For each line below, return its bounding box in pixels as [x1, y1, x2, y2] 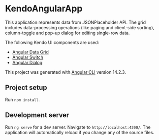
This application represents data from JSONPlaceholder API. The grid [5, 19, 146, 25]
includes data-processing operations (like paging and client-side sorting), [5, 24, 155, 30]
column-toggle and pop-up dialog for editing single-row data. [5, 30, 130, 36]
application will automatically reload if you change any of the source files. [5, 129, 154, 135]
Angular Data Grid [12, 49, 49, 55]
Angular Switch [12, 54, 43, 60]
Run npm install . [5, 96, 40, 102]
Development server [5, 111, 69, 119]
